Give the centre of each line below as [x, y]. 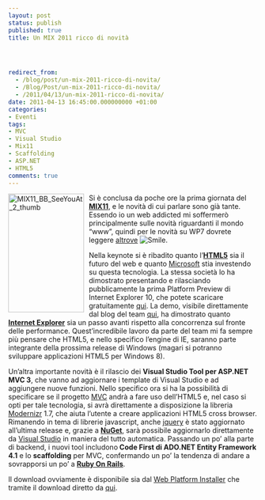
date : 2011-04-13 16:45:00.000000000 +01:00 [83, 102]
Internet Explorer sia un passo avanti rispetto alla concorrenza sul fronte [127, 323]
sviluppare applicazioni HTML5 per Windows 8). [87, 356]
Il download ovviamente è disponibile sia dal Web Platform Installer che [124, 479]
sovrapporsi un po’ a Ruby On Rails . [67, 464]
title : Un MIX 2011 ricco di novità [68, 38]
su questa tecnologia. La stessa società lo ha [162, 272]
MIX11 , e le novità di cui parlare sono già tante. [165, 206]
